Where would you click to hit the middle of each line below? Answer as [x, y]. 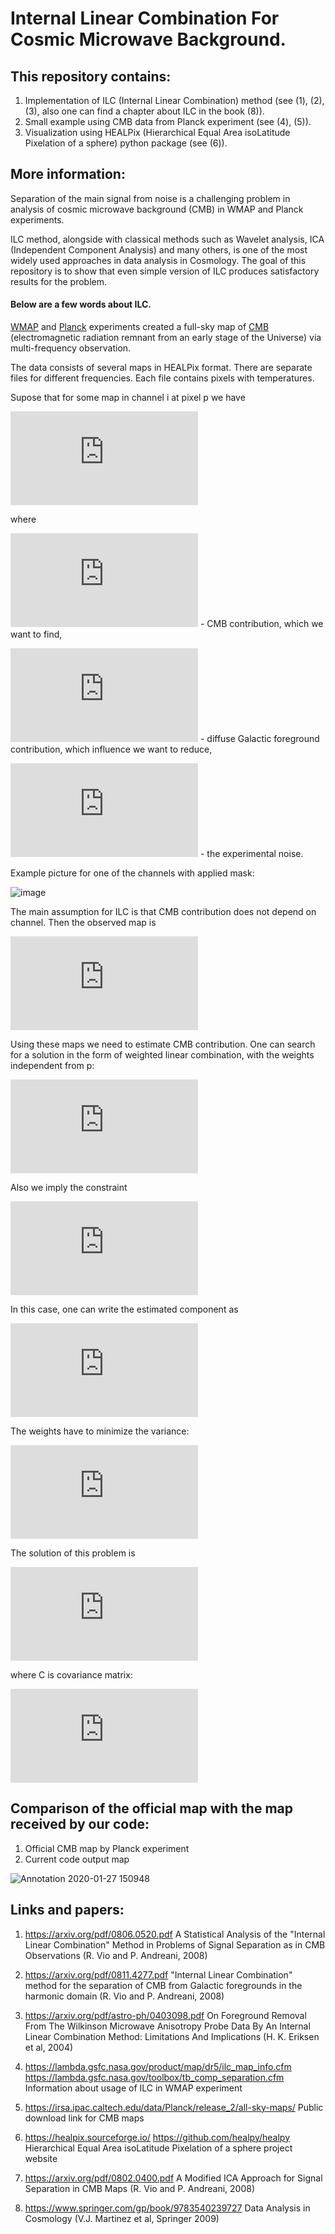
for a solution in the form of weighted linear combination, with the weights [162, 1055]
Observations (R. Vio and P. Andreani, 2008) [116, 1955]
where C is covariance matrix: [71, 1675]
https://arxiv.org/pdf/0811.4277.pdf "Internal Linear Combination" [158, 1974]
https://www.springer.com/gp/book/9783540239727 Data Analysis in [167, 2208]
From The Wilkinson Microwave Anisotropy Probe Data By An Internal [167, 2026]
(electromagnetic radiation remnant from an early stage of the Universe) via [166, 338]
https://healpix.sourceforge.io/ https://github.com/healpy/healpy [157, 2137]
